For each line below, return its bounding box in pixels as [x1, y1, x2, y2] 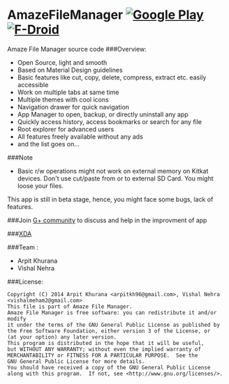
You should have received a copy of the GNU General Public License [7, 364, 211, 371]
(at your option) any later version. [7, 333, 117, 341]
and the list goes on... [17, 139, 80, 148]
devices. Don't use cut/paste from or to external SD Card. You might [17, 174, 214, 183]
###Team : [7, 243, 38, 251]
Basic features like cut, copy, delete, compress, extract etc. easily [17, 73, 207, 82]
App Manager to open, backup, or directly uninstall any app [17, 110, 189, 118]
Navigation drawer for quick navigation [17, 102, 130, 111]
